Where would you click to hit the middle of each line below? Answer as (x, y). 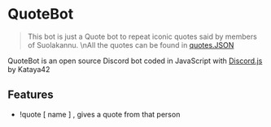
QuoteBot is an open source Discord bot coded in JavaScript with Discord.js (135, 61)
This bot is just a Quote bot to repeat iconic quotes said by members (142, 36)
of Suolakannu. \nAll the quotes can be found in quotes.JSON (131, 44)
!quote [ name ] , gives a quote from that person (100, 114)
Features (31, 95)
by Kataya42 (29, 69)
